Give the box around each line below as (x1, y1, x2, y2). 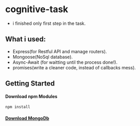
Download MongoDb (5, 115, 50, 121)
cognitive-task (5, 4, 68, 15)
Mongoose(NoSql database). (12, 54, 73, 60)
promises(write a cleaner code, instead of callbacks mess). (12, 64, 136, 70)
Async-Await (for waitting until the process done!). (12, 59, 118, 65)
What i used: (5, 35, 46, 44)
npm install (5, 105, 30, 110)
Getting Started (5, 79, 55, 88)
